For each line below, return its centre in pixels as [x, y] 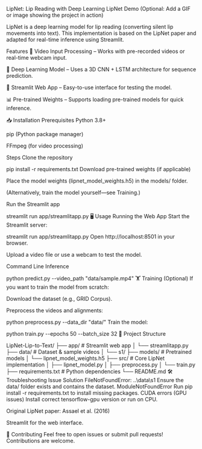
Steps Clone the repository [39, 157]
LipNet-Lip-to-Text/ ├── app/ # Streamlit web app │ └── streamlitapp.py [97, 345]
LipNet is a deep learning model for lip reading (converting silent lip [90, 27]
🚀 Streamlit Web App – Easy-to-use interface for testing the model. [89, 87]
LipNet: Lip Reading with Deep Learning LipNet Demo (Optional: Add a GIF [99, 9]
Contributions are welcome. [41, 441]
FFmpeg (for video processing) [45, 146]
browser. [17, 243]
